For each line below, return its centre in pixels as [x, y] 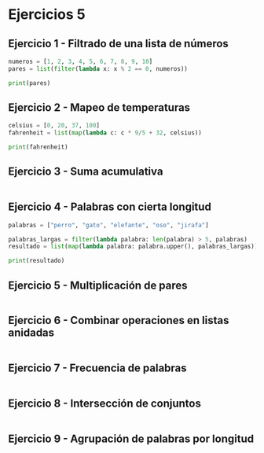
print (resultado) [37, 261]
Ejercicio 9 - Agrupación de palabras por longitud [131, 438]
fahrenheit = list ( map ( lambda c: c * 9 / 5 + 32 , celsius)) [105, 133]
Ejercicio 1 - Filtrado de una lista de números [119, 44]
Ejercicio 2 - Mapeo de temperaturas [99, 108]
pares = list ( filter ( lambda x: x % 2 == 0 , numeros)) [98, 68]
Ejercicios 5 [47, 15]
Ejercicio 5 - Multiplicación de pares [98, 285]
